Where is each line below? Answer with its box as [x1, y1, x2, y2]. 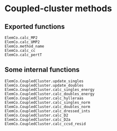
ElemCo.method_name [4, 44, 45, 49]
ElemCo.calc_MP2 [4, 35, 38, 40]
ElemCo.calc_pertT [4, 52, 42, 57]
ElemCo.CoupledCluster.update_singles [4, 79, 84, 84]
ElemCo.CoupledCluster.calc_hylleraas [4, 96, 84, 101]
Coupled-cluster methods [4, 3, 112, 14]
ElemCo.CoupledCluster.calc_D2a [4, 117, 70, 122]
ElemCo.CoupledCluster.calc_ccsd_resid [4, 121, 86, 126]
